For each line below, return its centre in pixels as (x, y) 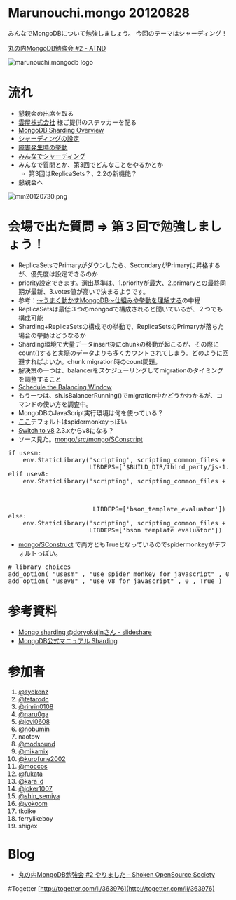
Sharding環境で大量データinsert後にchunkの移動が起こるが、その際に (119, 344)
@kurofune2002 (42, 758)
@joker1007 (35, 788)
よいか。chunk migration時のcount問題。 (102, 361)
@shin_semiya (39, 796)
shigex (28, 826)
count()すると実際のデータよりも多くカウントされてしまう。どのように (120, 353)
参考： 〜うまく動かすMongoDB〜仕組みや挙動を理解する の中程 (109, 300)
